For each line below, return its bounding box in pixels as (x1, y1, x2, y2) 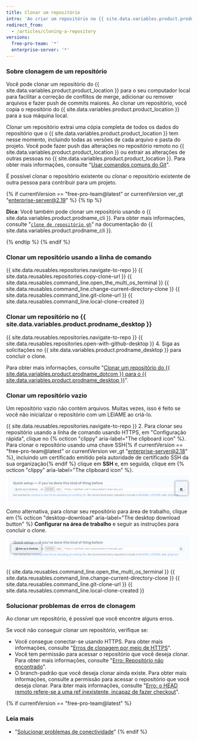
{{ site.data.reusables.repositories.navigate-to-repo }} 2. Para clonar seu (6, 423, 183, 430)
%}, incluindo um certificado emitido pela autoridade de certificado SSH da (6, 454, 189, 461)
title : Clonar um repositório (6, 9, 81, 15)
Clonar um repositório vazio (6, 391, 87, 399)
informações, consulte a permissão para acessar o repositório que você (14, 676, 190, 683)
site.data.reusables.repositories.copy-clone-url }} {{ (6, 273, 132, 280)
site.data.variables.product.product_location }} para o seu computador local (6, 87, 190, 94)
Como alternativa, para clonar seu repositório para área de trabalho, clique (6, 508, 187, 515)
